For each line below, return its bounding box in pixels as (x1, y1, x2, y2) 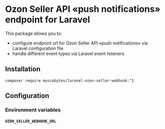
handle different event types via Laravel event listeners (12, 51, 125, 57)
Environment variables (5, 107, 61, 114)
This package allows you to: (5, 30, 62, 36)
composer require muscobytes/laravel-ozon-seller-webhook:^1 (5, 78, 134, 83)
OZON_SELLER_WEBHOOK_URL (5, 119, 56, 124)
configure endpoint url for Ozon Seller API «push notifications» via (12, 40, 148, 46)
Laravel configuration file (12, 45, 63, 51)
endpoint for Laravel (5, 14, 90, 25)
